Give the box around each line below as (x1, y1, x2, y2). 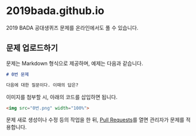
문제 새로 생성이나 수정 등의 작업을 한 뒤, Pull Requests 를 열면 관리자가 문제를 (6, 116, 185, 124)
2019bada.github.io (6, 4, 105, 18)
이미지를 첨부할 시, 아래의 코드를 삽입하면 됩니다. (6, 93, 118, 100)
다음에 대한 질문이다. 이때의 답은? (6, 82, 79, 88)
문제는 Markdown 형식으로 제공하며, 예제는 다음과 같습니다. (6, 60, 143, 67)
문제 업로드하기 (6, 43, 58, 53)
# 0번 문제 (6, 72, 29, 77)
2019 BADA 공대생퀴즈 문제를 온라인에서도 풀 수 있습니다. (6, 24, 139, 31)
